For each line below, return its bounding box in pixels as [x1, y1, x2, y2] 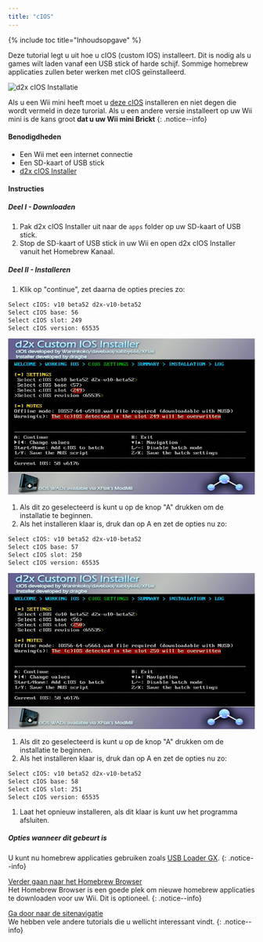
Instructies [8, 184, 45, 194]
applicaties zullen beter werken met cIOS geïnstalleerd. [8, 67, 186, 76]
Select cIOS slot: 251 [8, 785, 82, 793]
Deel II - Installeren [8, 265, 71, 274]
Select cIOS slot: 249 [8, 316, 82, 325]
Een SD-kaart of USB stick [19, 158, 105, 167]
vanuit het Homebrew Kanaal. [19, 247, 115, 257]
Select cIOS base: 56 [8, 309, 79, 317]
